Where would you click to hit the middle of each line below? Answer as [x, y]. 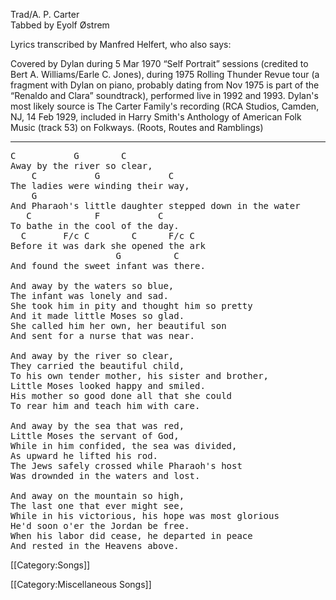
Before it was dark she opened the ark [108, 245]
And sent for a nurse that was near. [103, 335]
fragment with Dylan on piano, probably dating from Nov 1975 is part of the [165, 85]
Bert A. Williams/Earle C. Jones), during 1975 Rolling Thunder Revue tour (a [165, 74]
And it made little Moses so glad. [97, 315]
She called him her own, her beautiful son [118, 325]
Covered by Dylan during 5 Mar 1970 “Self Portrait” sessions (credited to [159, 63]
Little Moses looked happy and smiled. [108, 385]
